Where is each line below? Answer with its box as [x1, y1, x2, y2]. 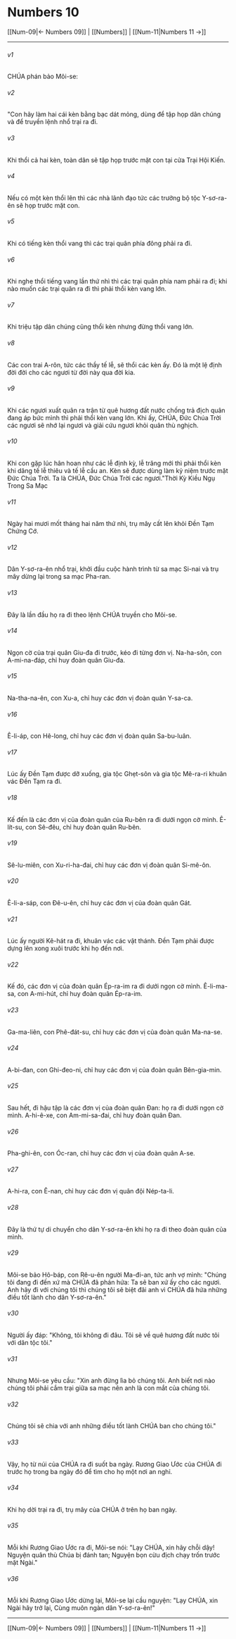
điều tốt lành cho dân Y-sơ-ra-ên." [7, 1293, 107, 1301]
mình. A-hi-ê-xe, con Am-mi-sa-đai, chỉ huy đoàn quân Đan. [7, 1111, 182, 1119]
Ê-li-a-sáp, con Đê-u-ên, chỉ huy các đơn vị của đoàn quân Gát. [7, 899, 192, 907]
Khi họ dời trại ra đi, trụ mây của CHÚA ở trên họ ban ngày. [7, 1505, 178, 1514]
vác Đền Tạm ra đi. [7, 777, 62, 786]
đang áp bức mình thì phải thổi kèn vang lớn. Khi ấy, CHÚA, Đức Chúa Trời [7, 413, 221, 422]
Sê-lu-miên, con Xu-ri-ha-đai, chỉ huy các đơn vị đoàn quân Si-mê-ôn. [7, 861, 211, 869]
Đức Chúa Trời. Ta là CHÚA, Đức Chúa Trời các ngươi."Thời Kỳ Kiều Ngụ [7, 474, 216, 482]
